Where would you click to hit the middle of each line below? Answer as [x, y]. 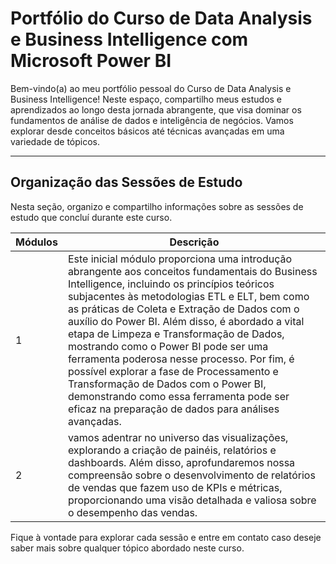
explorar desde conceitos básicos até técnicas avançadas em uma [147, 131]
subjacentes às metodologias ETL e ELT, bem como [188, 296]
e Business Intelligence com [129, 39]
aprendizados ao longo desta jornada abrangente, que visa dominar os [156, 109]
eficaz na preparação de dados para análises [173, 409]
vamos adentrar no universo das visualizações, [178, 437]
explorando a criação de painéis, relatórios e [172, 450]
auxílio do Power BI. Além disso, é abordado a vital [186, 321]
